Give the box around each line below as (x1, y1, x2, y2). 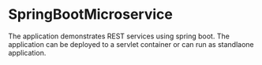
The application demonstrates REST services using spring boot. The (8, 31, 230, 41)
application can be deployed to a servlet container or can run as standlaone (8, 39, 254, 49)
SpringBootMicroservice (8, 5, 174, 23)
